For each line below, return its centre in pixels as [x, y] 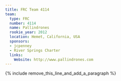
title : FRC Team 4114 [27, 10]
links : [16, 55]
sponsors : [19, 41]
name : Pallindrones [30, 28]
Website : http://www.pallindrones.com [54, 60]
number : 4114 [23, 23]
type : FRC [19, 19]
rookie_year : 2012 [29, 32]
